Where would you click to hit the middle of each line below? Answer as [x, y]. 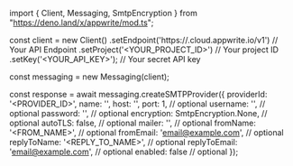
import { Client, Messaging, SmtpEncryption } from [104, 13]
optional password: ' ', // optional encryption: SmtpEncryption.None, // [138, 113]
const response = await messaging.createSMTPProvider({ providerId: [138, 94]
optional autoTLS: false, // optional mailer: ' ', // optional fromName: [133, 123]
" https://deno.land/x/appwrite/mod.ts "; [82, 23]
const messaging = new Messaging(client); [89, 77]
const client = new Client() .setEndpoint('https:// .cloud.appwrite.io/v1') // [144, 40]
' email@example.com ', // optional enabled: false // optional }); [124, 152]
